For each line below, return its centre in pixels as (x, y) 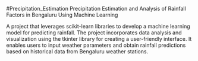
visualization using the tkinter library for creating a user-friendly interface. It (99, 39)
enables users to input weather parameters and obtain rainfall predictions (96, 45)
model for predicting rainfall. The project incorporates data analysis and (94, 33)
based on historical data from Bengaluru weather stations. (77, 52)
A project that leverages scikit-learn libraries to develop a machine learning (98, 26)
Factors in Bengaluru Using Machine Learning (62, 15)
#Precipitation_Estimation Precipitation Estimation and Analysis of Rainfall (96, 9)
